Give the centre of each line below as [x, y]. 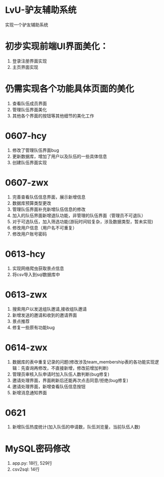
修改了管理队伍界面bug [36, 150]
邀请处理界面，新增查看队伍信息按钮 [49, 386]
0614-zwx [26, 347]
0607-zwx [27, 182]
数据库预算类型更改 [32, 203]
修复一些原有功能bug [33, 327]
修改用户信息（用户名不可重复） [44, 227]
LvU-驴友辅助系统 [41, 10]
